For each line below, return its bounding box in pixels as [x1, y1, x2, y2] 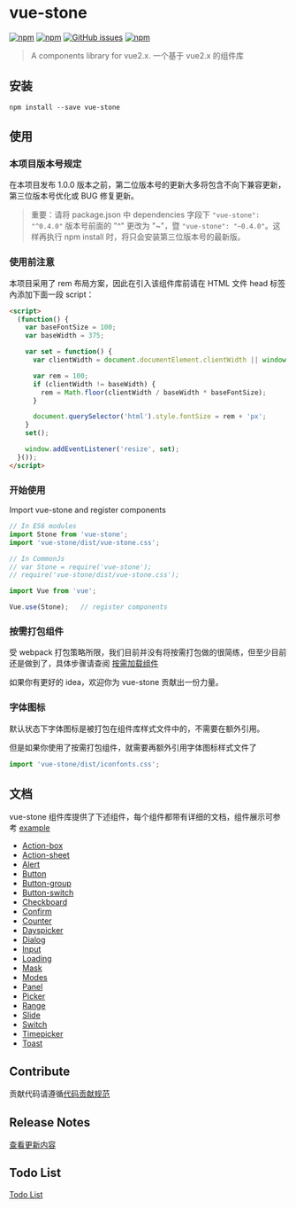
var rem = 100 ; [32, 371, 89, 380]
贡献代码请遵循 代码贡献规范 [9, 1088, 110, 1099]
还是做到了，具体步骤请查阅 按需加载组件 [9, 659, 159, 669]
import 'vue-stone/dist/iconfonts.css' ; [9, 760, 161, 768]
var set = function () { [25, 347, 113, 356]
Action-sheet [21, 850, 71, 861]
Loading [21, 954, 52, 964]
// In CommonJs [9, 554, 65, 563]
